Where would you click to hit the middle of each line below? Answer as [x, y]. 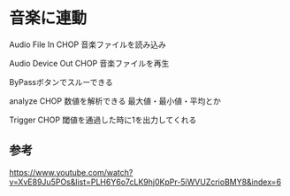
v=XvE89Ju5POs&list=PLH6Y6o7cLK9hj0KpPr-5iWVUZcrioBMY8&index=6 [145, 182]
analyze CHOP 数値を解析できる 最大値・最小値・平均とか [115, 101]
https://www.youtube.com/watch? [71, 172]
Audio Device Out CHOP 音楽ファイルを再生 [89, 63]
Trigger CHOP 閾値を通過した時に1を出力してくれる [103, 120]
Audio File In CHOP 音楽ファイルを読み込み [88, 44]
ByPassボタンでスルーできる [61, 82]
